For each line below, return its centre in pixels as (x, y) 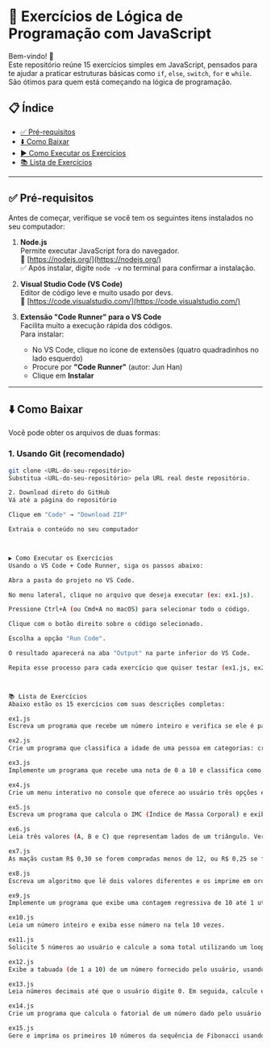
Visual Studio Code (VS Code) (71, 284)
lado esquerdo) (57, 358)
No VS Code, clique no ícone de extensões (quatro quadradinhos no (146, 349)
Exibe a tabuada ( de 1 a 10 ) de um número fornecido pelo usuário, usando (137, 970)
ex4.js (19, 785)
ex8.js (19, 873)
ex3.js (19, 763)
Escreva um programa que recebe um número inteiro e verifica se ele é (131, 726)
